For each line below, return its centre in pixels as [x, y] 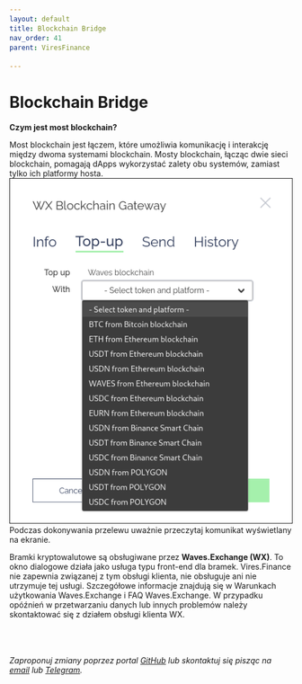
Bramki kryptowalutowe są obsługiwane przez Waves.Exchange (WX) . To [147, 556]
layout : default [40, 19]
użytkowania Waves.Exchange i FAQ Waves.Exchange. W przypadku [136, 595]
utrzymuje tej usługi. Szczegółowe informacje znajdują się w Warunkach [143, 585]
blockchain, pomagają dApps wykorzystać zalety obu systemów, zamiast [145, 164]
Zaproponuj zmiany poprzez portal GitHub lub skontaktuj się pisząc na [141, 660]
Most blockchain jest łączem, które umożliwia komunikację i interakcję [139, 145]
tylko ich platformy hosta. [56, 173]
